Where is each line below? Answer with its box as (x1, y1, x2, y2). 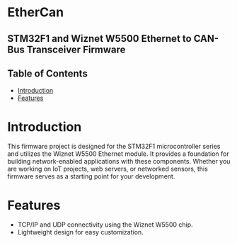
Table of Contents (7, 67, 88, 79)
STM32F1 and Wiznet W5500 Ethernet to (7, 33, 192, 45)
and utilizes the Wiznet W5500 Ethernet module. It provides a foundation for (7, 149, 229, 158)
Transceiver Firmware (26, 43, 126, 55)
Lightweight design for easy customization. (17, 228, 144, 237)
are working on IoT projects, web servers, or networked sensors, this (7, 164, 209, 174)
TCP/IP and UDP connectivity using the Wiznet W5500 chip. (17, 220, 193, 229)
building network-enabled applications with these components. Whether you (7, 157, 231, 166)
